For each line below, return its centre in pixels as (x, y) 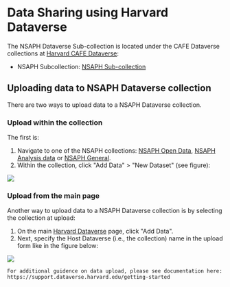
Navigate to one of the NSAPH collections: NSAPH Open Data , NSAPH (116, 151)
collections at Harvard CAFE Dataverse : (63, 53)
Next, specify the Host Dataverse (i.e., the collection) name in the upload (120, 238)
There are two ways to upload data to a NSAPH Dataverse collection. (104, 105)
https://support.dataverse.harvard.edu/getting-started (89, 277)
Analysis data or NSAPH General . (64, 158)
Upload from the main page (54, 195)
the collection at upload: (41, 218)
